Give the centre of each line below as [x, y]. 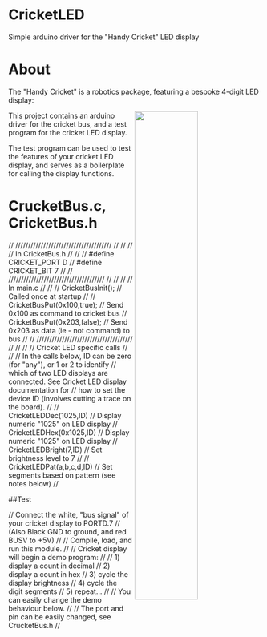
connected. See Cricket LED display [67, 381]
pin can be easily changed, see [60, 617]
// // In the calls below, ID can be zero [70, 356]
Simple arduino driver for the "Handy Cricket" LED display [104, 37]
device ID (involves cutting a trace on [70, 398]
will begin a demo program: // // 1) [64, 557]
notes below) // [33, 483]
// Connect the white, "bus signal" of [69, 514]
